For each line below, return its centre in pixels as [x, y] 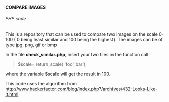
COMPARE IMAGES [26, 7]
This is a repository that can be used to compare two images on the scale [81, 34]
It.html [12, 94]
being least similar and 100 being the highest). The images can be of [92, 39]
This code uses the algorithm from [41, 83]
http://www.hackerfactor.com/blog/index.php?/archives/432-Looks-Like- [81, 89]
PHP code [16, 19]
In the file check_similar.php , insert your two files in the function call [77, 54]
